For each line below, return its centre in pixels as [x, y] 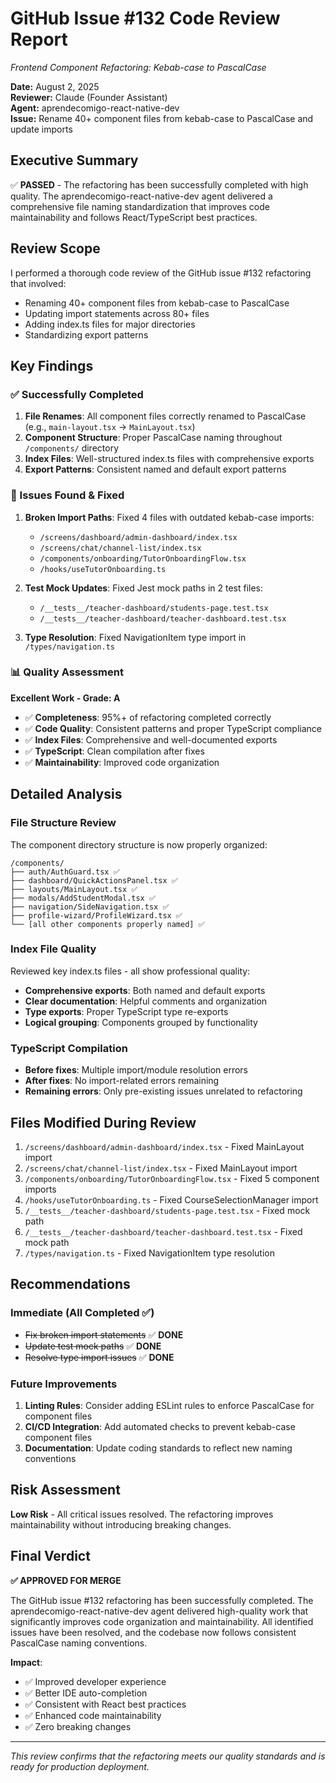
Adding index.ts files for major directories [110, 324]
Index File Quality [53, 949]
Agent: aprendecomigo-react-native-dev [95, 108]
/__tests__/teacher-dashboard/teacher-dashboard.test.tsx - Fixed [163, 1231]
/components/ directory [71, 448]
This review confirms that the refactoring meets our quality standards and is [168, 1756]
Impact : [26, 1662]
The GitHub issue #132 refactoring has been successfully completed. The [162, 1600]
